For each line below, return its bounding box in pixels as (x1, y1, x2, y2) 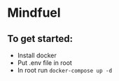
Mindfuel (7, 5, 61, 21)
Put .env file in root (17, 59, 72, 67)
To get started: (7, 33, 73, 45)
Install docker (17, 51, 57, 59)
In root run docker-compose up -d (17, 66, 113, 74)
